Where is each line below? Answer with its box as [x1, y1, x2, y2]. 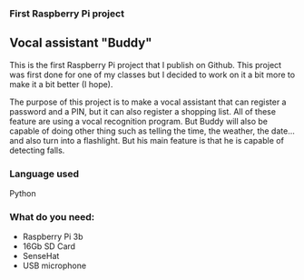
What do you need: [9, 210, 95, 223]
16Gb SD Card [22, 241, 75, 252]
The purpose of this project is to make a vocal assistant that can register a [9, 96, 287, 107]
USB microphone [22, 260, 87, 271]
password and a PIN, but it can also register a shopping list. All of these [9, 105, 277, 116]
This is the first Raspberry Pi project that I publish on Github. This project [9, 59, 282, 70]
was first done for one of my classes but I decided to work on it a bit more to [9, 69, 296, 80]
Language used [9, 167, 80, 180]
